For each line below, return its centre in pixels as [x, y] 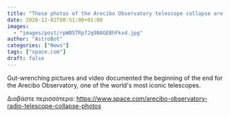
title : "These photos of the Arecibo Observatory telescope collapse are [115, 13]
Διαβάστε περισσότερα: [41, 98]
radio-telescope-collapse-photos [54, 106]
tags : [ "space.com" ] [37, 52]
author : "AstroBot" [35, 39]
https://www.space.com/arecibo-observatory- [142, 98]
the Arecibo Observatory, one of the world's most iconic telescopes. [104, 85]
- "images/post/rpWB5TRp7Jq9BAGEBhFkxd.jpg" [78, 33]
